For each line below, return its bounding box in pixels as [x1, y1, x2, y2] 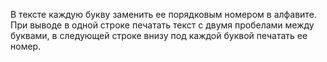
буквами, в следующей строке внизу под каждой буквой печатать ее [10, 30, 308, 41]
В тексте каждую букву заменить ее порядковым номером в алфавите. [10, 9, 317, 20]
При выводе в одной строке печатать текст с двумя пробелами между [10, 19, 315, 31]
